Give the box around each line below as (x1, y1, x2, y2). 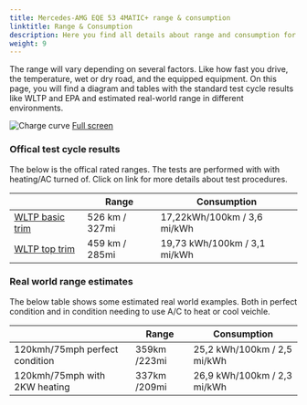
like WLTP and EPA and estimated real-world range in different (9, 93, 244, 104)
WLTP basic (14, 211, 66, 223)
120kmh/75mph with (14, 369, 106, 381)
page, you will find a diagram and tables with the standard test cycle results (9, 83, 294, 94)
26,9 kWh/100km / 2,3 (193, 369, 292, 381)
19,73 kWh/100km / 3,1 (160, 236, 266, 249)
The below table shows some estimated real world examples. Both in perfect (9, 296, 298, 306)
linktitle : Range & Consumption (9, 22, 132, 31)
